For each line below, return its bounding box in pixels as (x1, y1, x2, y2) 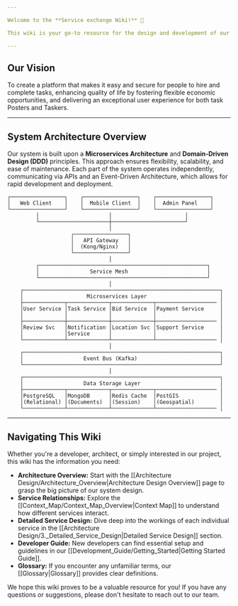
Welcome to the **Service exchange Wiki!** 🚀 (7, 16, 144, 23)
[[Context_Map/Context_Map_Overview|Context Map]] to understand (17, 501, 220, 509)
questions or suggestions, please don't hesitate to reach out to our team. (7, 590, 220, 599)
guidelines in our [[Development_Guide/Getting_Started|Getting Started (17, 546, 225, 555)
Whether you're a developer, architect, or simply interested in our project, (7, 449, 222, 458)
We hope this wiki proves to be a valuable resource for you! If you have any (7, 583, 227, 591)
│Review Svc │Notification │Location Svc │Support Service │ (20, 324, 223, 331)
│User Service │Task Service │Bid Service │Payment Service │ (20, 305, 223, 313)
